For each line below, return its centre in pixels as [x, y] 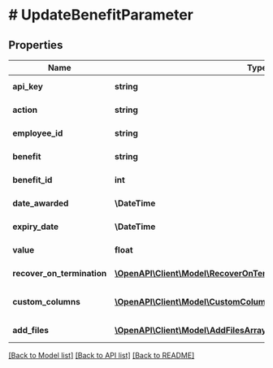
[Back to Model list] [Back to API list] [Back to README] [102, 355]
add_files [31, 330]
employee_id [38, 133]
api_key [28, 87]
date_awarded [41, 203]
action [25, 110]
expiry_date [36, 227]
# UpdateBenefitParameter [101, 15]
